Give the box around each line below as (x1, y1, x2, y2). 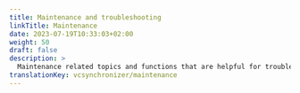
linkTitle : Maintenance (9, 21, 98, 30)
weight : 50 (9, 37, 50, 47)
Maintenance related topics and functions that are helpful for (17, 63, 262, 72)
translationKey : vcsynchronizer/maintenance (9, 71, 178, 80)
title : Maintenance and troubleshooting (9, 12, 162, 22)
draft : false (9, 46, 58, 55)
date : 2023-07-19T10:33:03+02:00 (9, 29, 134, 38)
